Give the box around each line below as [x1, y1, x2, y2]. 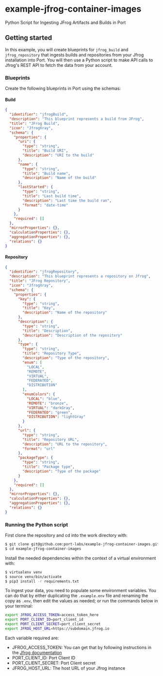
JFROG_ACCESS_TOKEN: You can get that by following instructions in [12, 644, 152, 650]
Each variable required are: [5, 635, 59, 641]
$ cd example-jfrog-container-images [5, 546, 81, 551]
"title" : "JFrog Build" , [9, 121, 60, 126]
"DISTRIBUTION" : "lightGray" [26, 415, 86, 419]
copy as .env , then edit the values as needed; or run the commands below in [5, 598, 158, 604]
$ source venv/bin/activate [5, 574, 62, 579]
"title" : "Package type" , [22, 464, 75, 469]
